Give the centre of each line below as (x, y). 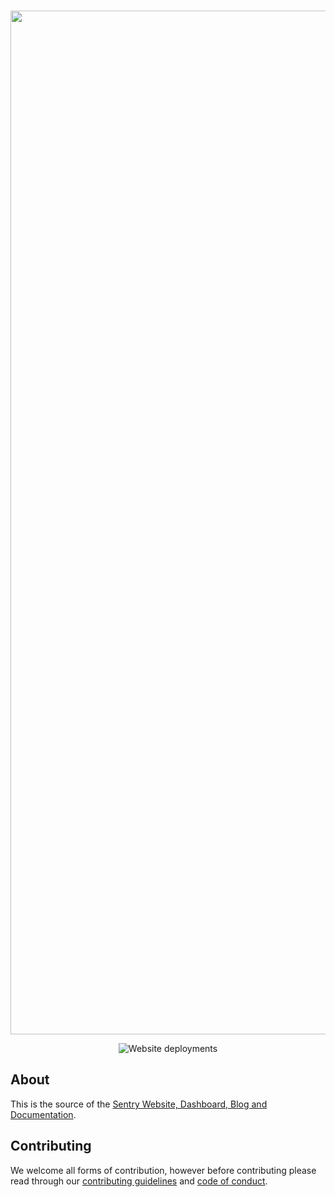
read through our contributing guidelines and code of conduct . (139, 1181)
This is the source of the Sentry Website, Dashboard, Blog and (139, 1104)
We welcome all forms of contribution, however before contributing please (163, 1170)
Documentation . (43, 1114)
